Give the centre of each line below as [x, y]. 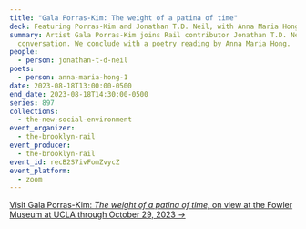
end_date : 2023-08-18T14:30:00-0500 [79, 94]
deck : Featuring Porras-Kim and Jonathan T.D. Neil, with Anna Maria [144, 26]
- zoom [30, 179]
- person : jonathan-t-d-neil [73, 60]
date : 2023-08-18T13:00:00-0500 [71, 86]
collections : [34, 111]
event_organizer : [42, 129]
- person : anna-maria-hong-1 [73, 78]
